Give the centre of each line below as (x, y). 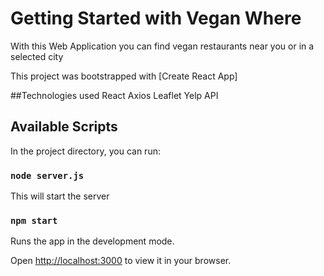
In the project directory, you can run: (85, 151)
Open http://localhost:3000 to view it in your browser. (121, 261)
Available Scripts (64, 127)
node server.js (47, 175)
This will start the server (60, 196)
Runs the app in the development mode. (92, 241)
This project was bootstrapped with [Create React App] (124, 76)
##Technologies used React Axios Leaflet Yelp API (114, 95)
